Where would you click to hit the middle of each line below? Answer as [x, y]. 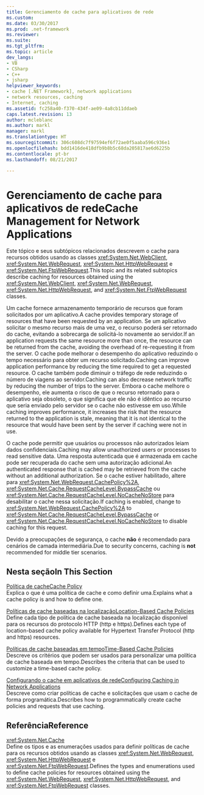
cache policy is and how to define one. [55, 600]
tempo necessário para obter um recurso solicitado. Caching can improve [98, 360]
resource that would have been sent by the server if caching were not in [97, 425]
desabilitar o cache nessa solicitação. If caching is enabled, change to [94, 502]
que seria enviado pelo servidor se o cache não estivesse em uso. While [97, 405]
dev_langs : [20, 57]
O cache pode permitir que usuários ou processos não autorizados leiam [98, 443]
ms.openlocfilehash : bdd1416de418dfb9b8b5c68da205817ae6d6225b [88, 148]
